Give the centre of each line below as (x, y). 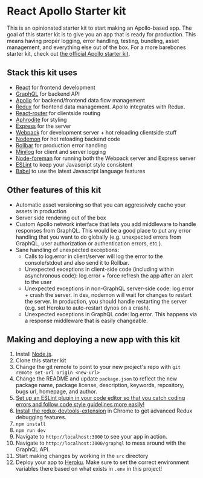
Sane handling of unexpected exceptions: (67, 250)
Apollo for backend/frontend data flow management (80, 100)
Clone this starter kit (41, 360)
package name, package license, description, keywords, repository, (100, 385)
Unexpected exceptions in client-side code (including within (99, 269)
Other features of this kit (54, 190)
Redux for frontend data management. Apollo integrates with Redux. (100, 107)
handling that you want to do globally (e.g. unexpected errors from (98, 237)
